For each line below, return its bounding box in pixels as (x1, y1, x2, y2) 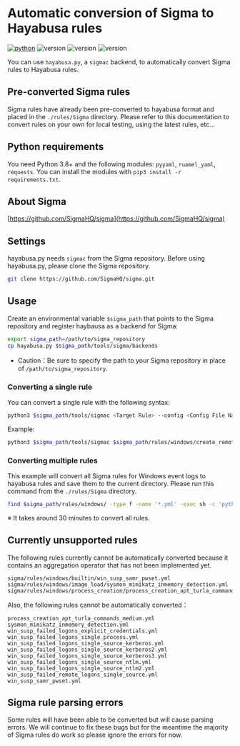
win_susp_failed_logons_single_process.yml (7, 633, 139, 640)
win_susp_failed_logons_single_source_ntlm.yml (7, 658, 152, 665)
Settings (7, 235, 46, 247)
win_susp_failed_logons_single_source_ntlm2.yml (7, 665, 155, 672)
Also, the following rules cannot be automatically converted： (7, 600, 189, 609)
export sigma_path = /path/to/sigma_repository (7, 336, 145, 343)
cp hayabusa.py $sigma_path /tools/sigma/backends (7, 342, 159, 349)
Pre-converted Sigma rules (7, 86, 131, 98)
